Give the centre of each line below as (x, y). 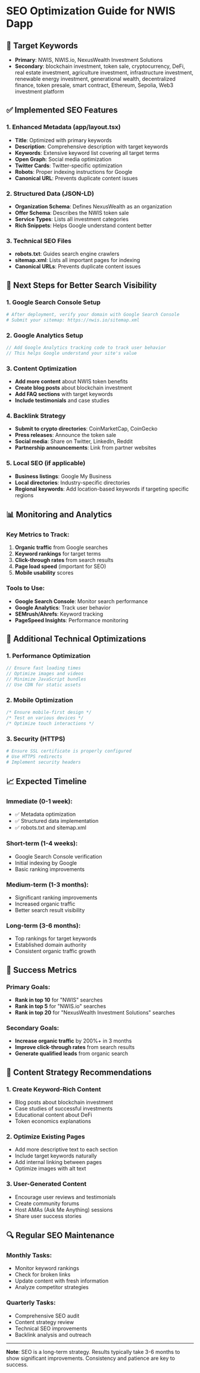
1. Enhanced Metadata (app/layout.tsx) (63, 127)
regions (24, 495)
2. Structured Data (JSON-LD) (50, 194)
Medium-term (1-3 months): (48, 884)
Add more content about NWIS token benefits (71, 382)
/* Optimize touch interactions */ (50, 723)
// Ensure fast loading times (44, 668)
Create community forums (47, 1203)
